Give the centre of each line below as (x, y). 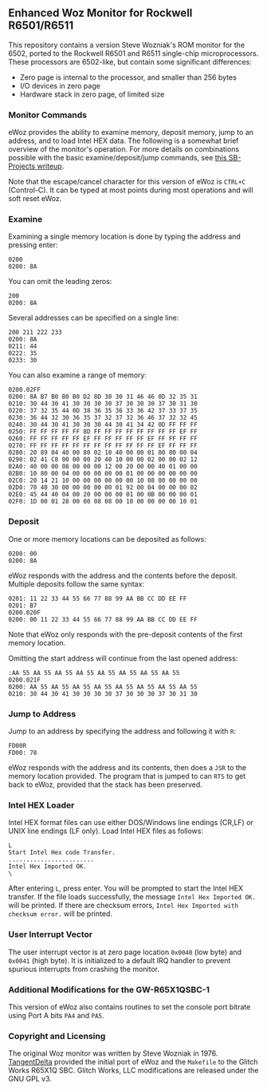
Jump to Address (42, 713)
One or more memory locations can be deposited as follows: (108, 539)
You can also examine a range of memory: (78, 375)
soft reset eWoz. (35, 199)
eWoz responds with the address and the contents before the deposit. (123, 575)
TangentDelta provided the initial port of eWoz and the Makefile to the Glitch (133, 1062)
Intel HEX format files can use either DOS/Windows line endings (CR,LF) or (131, 823)
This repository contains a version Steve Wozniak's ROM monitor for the (127, 45)
